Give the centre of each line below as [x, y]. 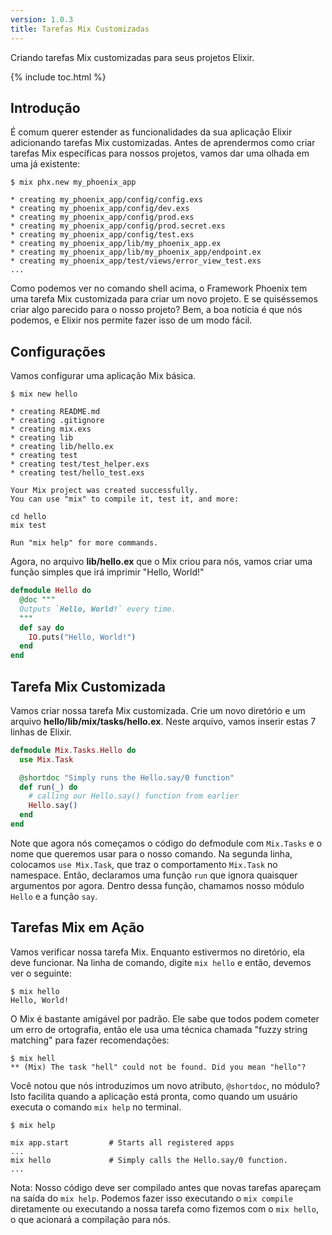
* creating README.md [55, 412]
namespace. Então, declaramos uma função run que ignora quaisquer [154, 875]
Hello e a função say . [54, 896]
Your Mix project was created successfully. [104, 491]
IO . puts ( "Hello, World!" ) [82, 637]
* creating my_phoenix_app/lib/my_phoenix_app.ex [116, 244]
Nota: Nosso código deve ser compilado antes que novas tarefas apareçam [166, 1187]
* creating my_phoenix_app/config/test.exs [102, 235]
